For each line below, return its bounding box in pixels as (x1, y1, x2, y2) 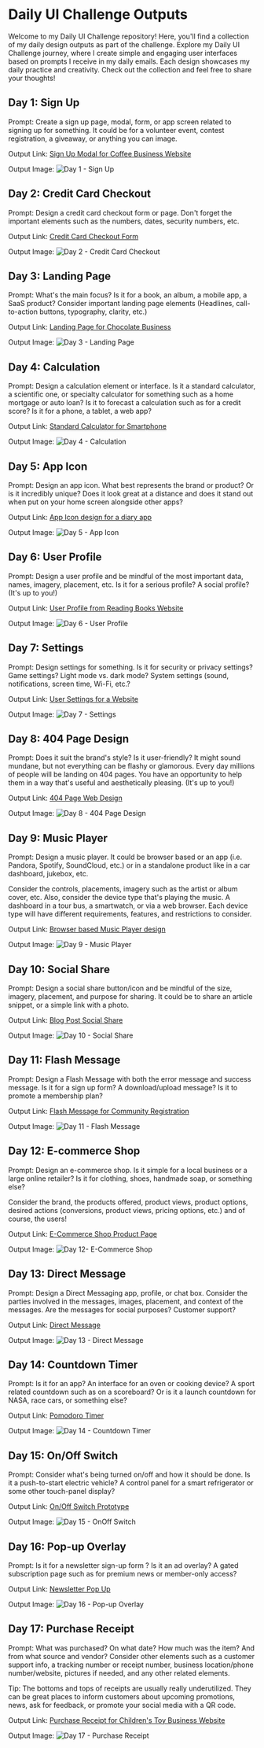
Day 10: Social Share (8, 962, 110, 976)
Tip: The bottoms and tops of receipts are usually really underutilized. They (8, 1683, 251, 1693)
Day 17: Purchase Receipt (8, 1622, 135, 1636)
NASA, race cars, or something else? (8, 1396, 127, 1405)
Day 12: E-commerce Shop (8, 1145, 141, 1158)
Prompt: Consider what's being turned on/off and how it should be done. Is (8, 1470, 251, 1480)
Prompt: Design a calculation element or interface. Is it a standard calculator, (8, 382, 256, 391)
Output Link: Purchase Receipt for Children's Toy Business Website (8, 1715, 225, 1724)
